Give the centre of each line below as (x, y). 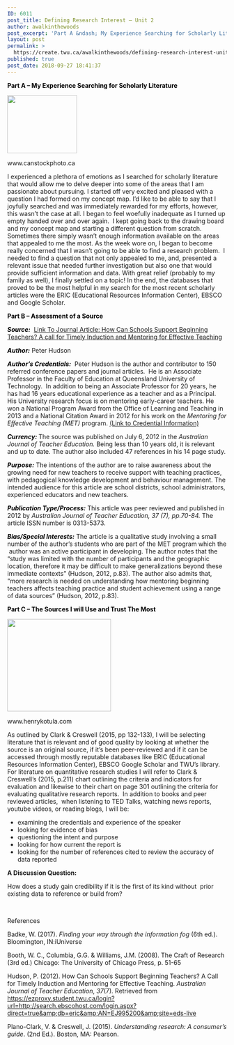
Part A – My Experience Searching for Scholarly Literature (92, 85)
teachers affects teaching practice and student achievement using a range (114, 588)
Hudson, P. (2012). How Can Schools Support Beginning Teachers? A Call (113, 976)
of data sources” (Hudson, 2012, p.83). (63, 595)
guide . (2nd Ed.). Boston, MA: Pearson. (63, 1034)
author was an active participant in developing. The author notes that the (113, 551)
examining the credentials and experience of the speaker (99, 822)
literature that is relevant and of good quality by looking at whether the (108, 742)
